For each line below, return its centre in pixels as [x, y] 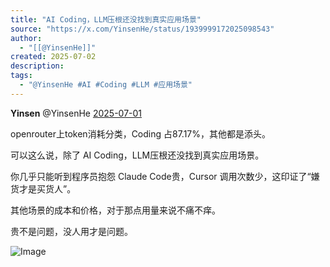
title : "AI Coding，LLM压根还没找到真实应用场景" [106, 19]
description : [37, 66]
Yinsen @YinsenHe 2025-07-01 [76, 113]
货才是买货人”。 [43, 188]
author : [26, 38]
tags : [21, 76]
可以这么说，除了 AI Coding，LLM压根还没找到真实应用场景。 [137, 155]
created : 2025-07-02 [53, 57]
